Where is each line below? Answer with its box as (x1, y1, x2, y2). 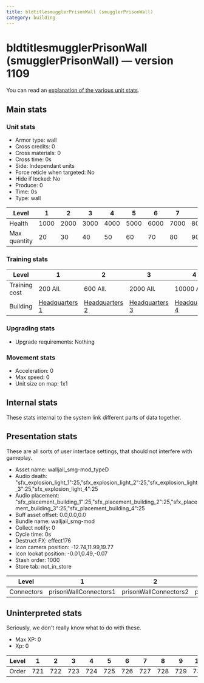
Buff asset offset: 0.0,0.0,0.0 (15, 511, 86, 518)
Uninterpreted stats (6, 608, 82, 619)
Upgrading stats (6, 324, 55, 333)
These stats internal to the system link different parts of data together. (6, 414, 182, 421)
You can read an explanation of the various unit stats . (6, 86, 140, 94)
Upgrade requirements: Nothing (15, 338, 95, 345)
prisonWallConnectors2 (121, 588, 189, 596)
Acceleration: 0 (15, 367, 53, 375)
